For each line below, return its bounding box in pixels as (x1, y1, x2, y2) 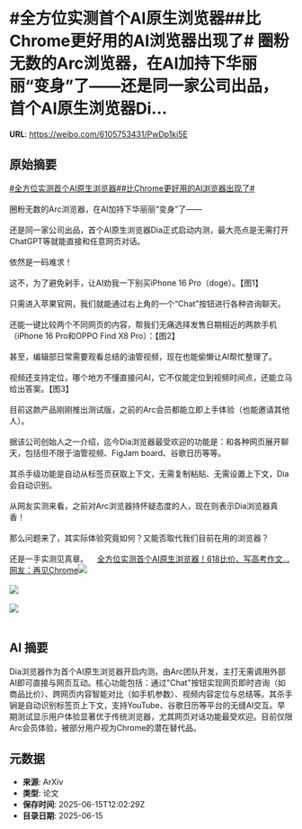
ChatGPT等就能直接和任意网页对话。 (9, 235, 146, 246)
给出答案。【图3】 (9, 383, 74, 394)
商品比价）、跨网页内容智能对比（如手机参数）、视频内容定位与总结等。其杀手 (9, 688, 293, 699)
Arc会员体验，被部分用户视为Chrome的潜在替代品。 (9, 722, 202, 733)
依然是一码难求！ (9, 256, 73, 267)
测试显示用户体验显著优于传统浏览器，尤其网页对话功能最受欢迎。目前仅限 (16, 711, 293, 722)
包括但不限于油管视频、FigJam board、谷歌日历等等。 (24, 447, 226, 458)
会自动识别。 (9, 479, 57, 490)
